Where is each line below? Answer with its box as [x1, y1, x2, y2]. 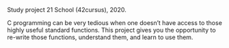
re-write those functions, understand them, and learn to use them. [7, 33, 193, 41]
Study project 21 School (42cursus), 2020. [7, 6, 126, 14]
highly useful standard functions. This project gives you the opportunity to [7, 26, 217, 34]
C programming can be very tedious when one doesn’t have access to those [7, 19, 222, 26]
